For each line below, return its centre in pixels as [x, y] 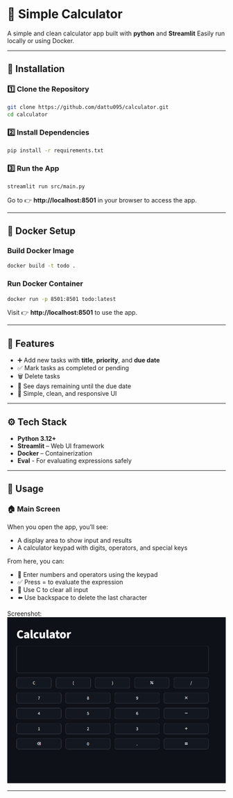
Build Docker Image [41, 251]
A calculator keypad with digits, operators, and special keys [102, 548]
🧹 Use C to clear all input [53, 589]
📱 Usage [25, 489]
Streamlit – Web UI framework [61, 446]
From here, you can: [36, 561]
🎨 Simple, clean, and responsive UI [67, 394]
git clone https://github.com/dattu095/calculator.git [88, 107]
